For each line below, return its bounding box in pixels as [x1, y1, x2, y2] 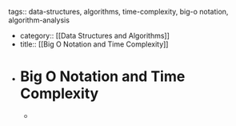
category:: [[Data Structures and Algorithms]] [19, 31, 170, 40]
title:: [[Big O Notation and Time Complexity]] [19, 39, 169, 49]
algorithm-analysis [8, 15, 70, 25]
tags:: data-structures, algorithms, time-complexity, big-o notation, [8, 7, 229, 16]
